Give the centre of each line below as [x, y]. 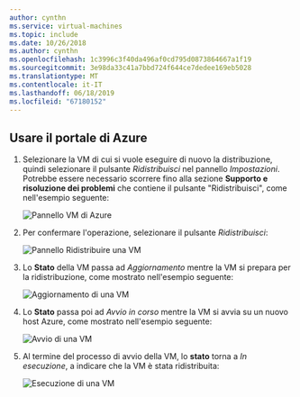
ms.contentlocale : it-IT [56, 85]
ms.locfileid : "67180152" [58, 101]
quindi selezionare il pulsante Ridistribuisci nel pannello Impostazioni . [151, 169]
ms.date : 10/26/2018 [48, 43]
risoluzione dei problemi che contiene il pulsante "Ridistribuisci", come [155, 188]
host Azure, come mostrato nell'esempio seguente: [117, 321]
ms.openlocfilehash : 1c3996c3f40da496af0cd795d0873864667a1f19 [131, 59]
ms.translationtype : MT [54, 77]
